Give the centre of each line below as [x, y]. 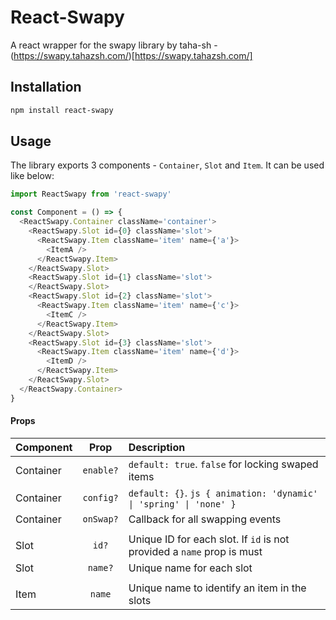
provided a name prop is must [195, 551]
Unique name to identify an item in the [217, 588]
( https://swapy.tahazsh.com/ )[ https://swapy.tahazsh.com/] [131, 55]
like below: [32, 176]
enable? [100, 470]
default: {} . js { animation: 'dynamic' [223, 493]
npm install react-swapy [62, 110]
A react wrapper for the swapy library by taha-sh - [114, 45]
